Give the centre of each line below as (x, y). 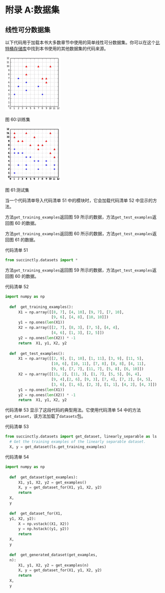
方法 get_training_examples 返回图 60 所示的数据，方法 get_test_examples (79, 233)
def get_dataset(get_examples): (44, 477)
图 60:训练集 (18, 119)
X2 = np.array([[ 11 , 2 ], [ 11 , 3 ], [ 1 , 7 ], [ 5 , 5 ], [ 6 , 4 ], (80, 374)
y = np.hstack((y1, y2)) (43, 529)
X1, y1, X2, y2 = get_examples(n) (54, 565)
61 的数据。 (26, 240)
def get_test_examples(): (37, 353)
